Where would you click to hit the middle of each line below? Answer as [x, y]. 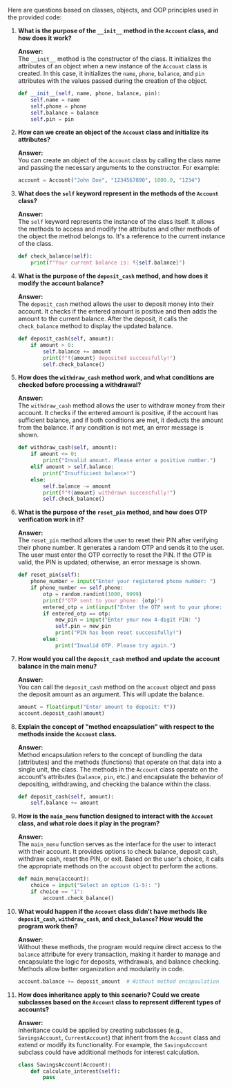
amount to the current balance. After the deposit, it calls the [103, 318]
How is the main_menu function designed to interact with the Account [115, 816]
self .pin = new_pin [83, 627]
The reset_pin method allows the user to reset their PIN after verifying [118, 540]
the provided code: [35, 17]
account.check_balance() [79, 898]
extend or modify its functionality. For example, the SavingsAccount [113, 1044]
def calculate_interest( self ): [76, 1071]
